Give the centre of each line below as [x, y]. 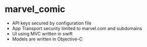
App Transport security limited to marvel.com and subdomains [77, 28]
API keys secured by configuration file [52, 23]
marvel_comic [35, 9]
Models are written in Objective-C [47, 39]
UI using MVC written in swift [42, 33]
